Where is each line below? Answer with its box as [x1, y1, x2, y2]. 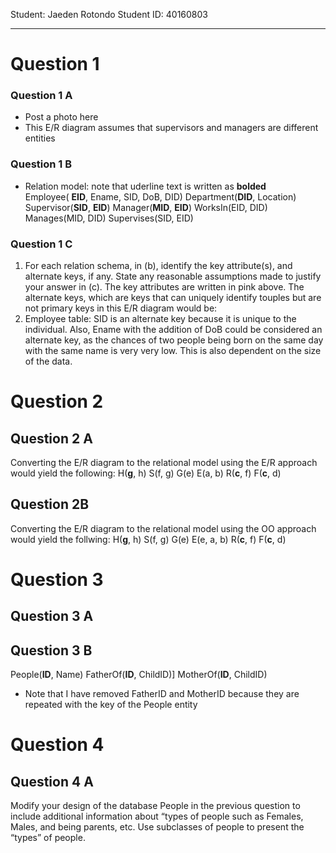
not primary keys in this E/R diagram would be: [24, 302, 218, 314]
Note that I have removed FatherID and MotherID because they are [24, 688, 300, 700]
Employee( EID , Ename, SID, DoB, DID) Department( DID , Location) [24, 190, 297, 203]
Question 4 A [10, 773, 94, 790]
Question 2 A [10, 430, 93, 447]
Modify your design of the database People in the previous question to [10, 800, 301, 812]
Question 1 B [10, 157, 73, 171]
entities [24, 132, 56, 144]
